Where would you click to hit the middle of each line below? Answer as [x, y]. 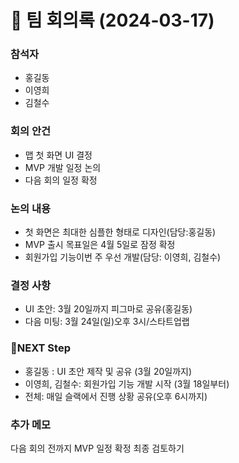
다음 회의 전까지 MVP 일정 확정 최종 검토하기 [97, 448]
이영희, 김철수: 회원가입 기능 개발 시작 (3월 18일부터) [127, 383]
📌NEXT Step [40, 348]
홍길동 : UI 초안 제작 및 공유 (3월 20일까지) [108, 371]
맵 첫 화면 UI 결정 [58, 155]
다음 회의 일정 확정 [61, 180]
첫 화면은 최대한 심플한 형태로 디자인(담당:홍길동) [120, 232]
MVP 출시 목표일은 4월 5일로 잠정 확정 [100, 245]
